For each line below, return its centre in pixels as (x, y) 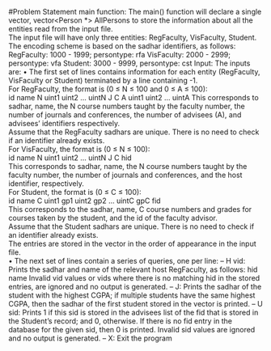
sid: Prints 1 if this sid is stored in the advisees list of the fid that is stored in (133, 312)
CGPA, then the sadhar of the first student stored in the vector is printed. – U (135, 304)
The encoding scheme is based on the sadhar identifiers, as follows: (122, 46)
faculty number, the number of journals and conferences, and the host (125, 175)
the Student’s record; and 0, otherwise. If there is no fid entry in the (121, 321)
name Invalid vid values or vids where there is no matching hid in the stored (134, 278)
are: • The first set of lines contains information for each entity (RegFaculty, (134, 72)
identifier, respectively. (47, 184)
